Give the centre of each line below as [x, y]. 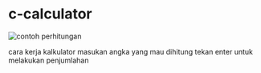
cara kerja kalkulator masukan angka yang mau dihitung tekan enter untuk [130, 51]
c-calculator [50, 14]
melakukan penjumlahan [49, 60]
